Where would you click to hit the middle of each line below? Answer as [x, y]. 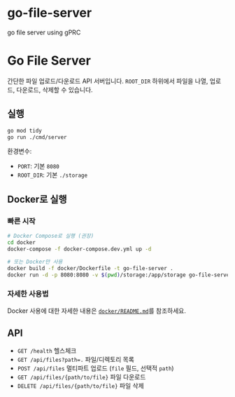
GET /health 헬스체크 [47, 351]
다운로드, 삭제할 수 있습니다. [55, 90]
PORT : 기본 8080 [38, 166]
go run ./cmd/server [37, 137]
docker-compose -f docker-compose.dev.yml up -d [79, 249]
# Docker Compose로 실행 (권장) [51, 236]
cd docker [22, 243]
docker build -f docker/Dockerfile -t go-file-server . [90, 268]
